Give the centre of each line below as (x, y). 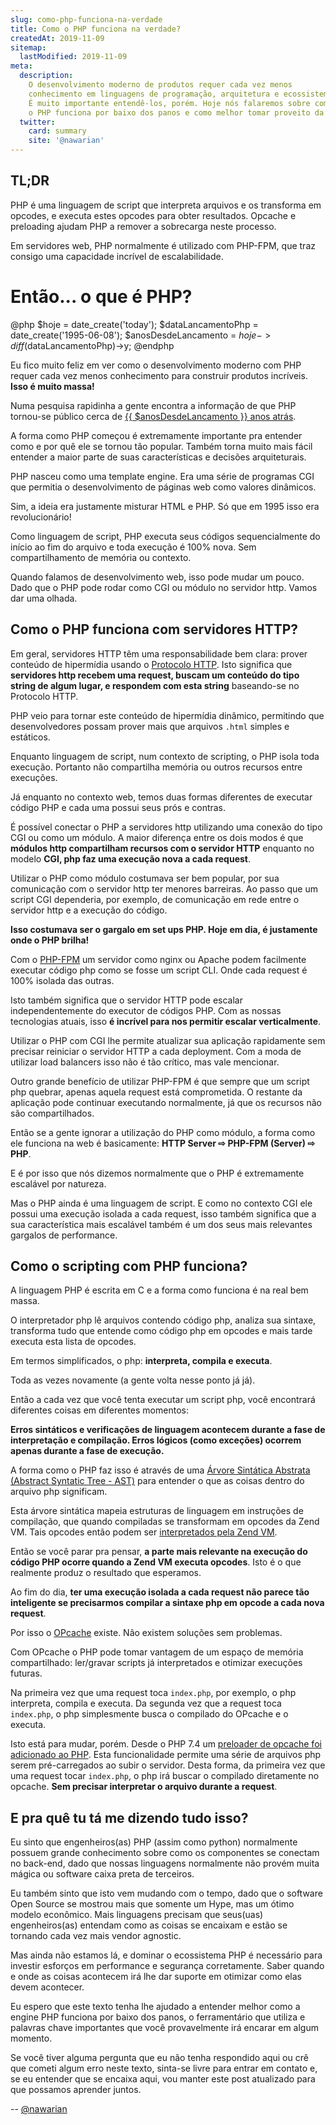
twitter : (37, 122)
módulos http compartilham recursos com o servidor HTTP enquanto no (162, 848)
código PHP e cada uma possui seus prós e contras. (118, 807)
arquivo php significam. (59, 1492)
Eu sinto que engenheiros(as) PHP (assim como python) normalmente (154, 1842)
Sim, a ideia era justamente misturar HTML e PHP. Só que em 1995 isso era (165, 506)
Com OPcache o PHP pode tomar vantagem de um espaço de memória (157, 1652)
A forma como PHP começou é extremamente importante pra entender (156, 435)
